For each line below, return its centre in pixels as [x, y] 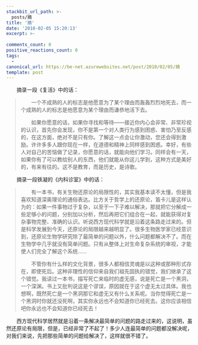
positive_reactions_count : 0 [42, 50]
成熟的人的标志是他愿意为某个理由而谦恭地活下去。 [88, 110]
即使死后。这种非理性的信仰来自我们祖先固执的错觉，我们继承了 [109, 271]
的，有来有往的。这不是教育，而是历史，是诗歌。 [80, 167]
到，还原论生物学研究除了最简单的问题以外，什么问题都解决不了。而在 [106, 237]
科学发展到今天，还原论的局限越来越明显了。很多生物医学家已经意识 [109, 229]
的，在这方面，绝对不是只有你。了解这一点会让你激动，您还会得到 [101, 138]
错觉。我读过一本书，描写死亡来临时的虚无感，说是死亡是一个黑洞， [109, 279]
